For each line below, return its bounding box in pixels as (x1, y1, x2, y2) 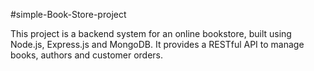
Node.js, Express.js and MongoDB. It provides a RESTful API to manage (10, 39, 305, 50)
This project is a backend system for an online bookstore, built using (10, 28, 292, 39)
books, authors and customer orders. (10, 49, 164, 61)
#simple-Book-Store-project (10, 9, 127, 20)
